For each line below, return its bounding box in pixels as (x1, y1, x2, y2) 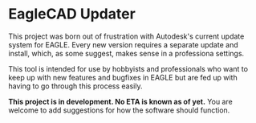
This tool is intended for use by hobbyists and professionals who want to (8, 64, 249, 73)
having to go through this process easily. (8, 81, 143, 91)
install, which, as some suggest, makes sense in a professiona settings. (8, 48, 245, 58)
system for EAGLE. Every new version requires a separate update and (8, 39, 238, 49)
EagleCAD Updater (8, 5, 136, 23)
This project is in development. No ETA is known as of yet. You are (8, 96, 233, 106)
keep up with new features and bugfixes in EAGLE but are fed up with (8, 72, 238, 82)
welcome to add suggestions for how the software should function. (8, 105, 230, 115)
